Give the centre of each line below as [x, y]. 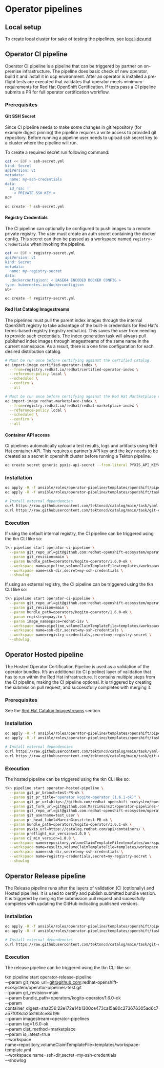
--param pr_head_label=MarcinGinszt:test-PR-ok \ [61, 820]
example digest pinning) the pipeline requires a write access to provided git [81, 132]
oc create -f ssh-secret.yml [35, 207]
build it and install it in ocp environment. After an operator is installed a [76, 76]
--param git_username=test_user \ [44, 815]
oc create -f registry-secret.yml [40, 298]
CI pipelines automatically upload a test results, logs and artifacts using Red [81, 446]
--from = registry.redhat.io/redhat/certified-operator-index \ [74, 370]
